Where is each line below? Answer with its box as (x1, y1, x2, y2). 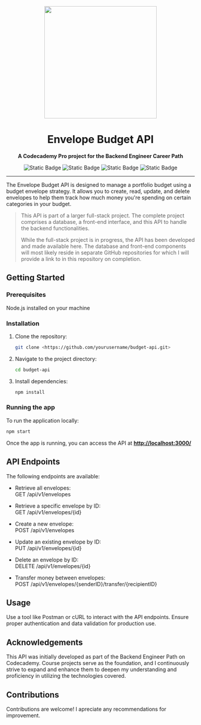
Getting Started (6, 272, 65, 283)
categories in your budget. (6, 200, 72, 207)
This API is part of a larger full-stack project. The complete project (20, 212, 185, 219)
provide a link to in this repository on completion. (20, 255, 142, 262)
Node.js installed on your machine (6, 304, 90, 311)
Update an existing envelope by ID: (14, 538, 102, 545)
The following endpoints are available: (6, 472, 100, 480)
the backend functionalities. (20, 225, 90, 232)
